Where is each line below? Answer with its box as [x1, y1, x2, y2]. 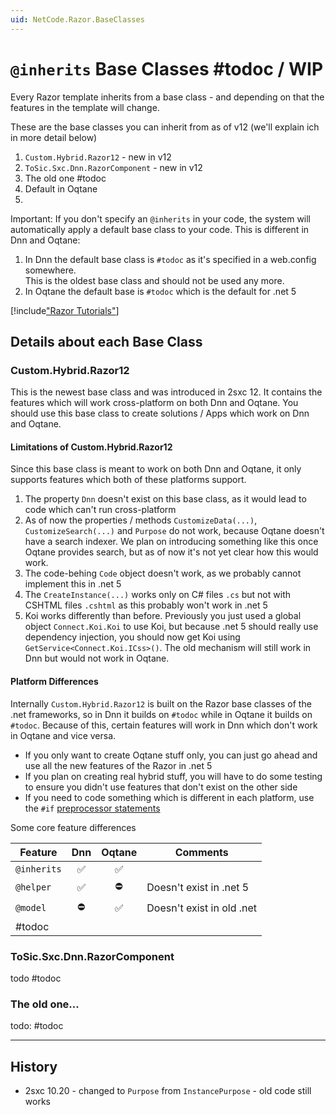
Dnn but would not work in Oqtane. [24, 652, 170, 665]
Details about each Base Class [10, 333, 203, 350]
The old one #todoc [24, 172, 107, 184]
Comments [174, 845, 229, 859]
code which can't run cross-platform [24, 504, 177, 516]
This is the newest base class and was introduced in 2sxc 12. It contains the [10, 386, 323, 398]
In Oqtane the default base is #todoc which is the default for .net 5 [24, 285, 297, 297]
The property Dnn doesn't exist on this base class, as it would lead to [24, 493, 307, 505]
